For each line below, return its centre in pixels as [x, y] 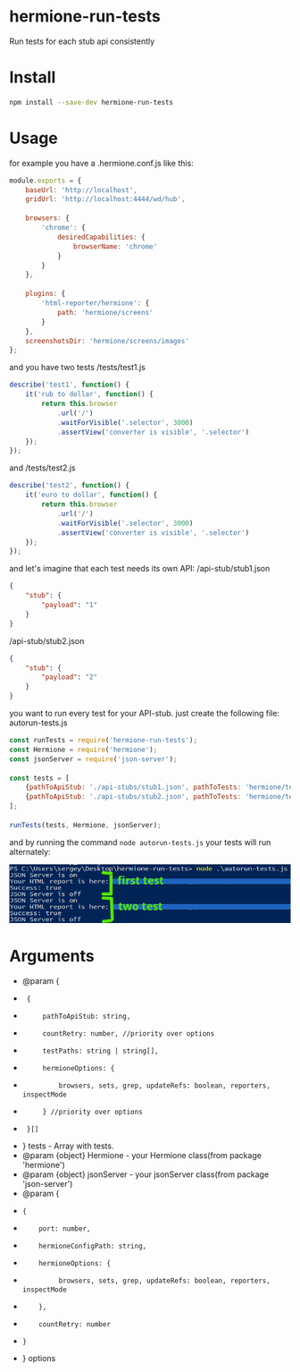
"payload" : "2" [70, 677]
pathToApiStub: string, [87, 1017]
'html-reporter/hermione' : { [96, 303]
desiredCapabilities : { [101, 237]
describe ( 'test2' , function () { [69, 486]
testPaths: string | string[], [100, 1051]
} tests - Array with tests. [68, 1146]
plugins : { [46, 294]
